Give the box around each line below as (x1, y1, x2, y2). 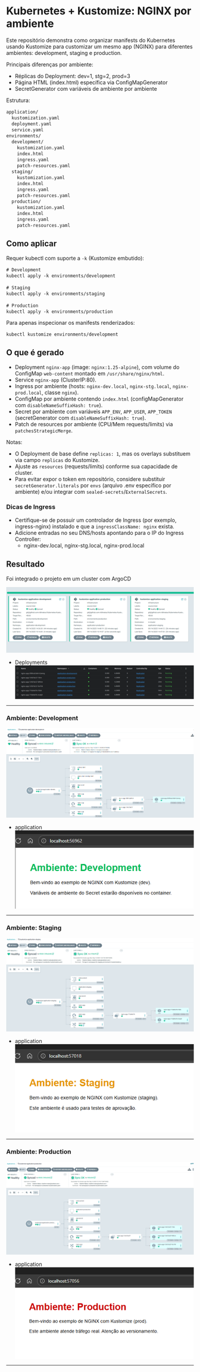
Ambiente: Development (6, 713, 79, 722)
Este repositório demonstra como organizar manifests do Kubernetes (6, 36, 176, 44)
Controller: (14, 536, 41, 543)
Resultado (6, 559, 45, 570)
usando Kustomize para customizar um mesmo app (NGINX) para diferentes (6, 43, 193, 50)
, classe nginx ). (41, 389, 79, 396)
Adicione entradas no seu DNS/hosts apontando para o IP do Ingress (14, 529, 185, 536)
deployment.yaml (11, 121, 52, 127)
